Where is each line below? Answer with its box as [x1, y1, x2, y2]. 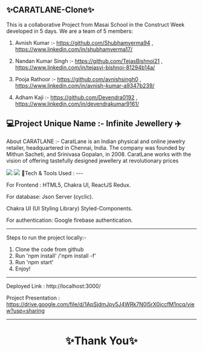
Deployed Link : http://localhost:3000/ [6, 282, 101, 290]
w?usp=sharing [6, 307, 45, 314]
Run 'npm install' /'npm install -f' [14, 252, 97, 259]
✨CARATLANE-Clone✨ [6, 5, 95, 15]
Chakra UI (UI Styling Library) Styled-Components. [6, 204, 133, 212]
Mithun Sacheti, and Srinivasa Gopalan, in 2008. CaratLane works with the [6, 150, 192, 158]
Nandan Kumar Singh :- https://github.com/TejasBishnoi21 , [14, 57, 163, 64]
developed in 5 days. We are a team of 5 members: [6, 27, 134, 35]
